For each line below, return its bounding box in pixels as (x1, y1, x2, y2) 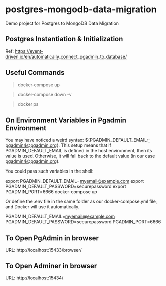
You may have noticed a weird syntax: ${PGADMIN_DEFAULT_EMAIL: (5, 137, 148, 143)
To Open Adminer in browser (5, 261, 97, 270)
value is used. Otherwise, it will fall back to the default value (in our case (5, 153, 155, 159)
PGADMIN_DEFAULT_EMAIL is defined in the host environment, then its (5, 148, 152, 154)
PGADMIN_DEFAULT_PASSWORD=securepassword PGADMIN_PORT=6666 (5, 219, 161, 225)
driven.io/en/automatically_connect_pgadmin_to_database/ (5, 53, 127, 60)
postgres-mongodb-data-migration (5, 4, 157, 15)
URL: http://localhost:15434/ (5, 275, 64, 281)
